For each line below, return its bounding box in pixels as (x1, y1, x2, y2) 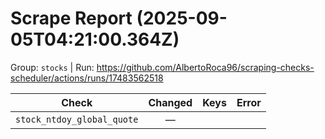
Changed (148, 95, 193, 109)
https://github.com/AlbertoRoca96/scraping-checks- (96, 61, 315, 73)
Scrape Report (10, 7, 133, 30)
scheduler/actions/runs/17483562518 (10, 72, 164, 84)
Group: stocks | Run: (10, 61, 95, 73)
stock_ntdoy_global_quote (15, 113, 139, 125)
